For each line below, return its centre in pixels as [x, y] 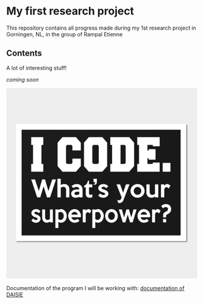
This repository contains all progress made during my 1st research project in [101, 28]
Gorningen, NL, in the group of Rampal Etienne [65, 34]
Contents [24, 53]
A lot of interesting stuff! [37, 68]
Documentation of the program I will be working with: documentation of [95, 288]
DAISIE [15, 294]
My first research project [70, 11]
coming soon [23, 79]
